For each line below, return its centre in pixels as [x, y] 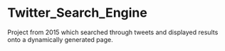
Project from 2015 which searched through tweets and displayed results [113, 32]
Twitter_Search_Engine [77, 13]
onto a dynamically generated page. [60, 39]
